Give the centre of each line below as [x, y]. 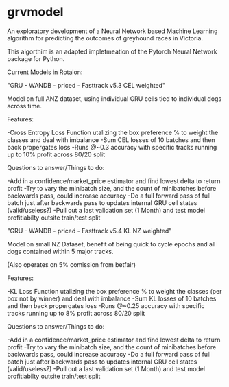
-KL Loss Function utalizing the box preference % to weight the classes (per [114, 291]
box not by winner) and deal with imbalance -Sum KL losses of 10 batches [112, 298]
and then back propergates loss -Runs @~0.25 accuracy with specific [106, 305]
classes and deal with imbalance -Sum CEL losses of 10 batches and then [111, 140]
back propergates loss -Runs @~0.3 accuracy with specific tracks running [112, 147]
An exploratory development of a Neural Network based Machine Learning [112, 31]
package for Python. [36, 58]
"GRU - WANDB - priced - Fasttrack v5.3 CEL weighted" [86, 85]
